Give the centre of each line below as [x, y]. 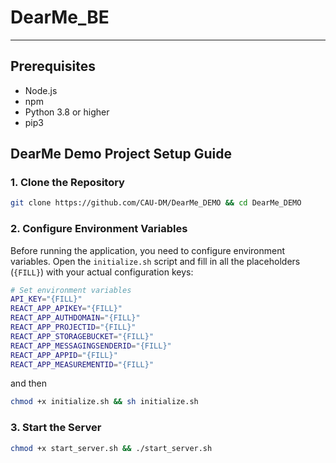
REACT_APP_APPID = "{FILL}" [64, 355]
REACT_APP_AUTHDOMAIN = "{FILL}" [75, 318]
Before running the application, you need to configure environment [148, 250]
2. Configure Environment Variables [99, 229]
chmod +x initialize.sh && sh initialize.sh [104, 402]
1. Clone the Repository [67, 183]
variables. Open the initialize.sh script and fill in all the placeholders [155, 261]
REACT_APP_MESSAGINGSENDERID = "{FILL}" [91, 346]
